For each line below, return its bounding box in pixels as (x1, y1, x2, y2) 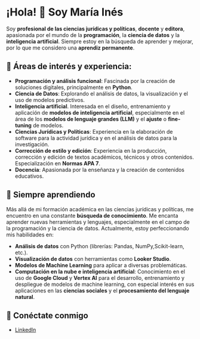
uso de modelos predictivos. (14, 96, 85, 103)
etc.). (14, 249, 28, 256)
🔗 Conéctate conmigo (6, 310, 88, 320)
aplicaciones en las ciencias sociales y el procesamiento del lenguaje (14, 286, 190, 294)
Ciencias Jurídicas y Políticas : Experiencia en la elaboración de (14, 128, 173, 135)
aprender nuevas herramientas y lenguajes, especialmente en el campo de (6, 218, 190, 226)
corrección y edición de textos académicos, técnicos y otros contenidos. (14, 153, 194, 161)
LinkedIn (14, 326, 36, 334)
